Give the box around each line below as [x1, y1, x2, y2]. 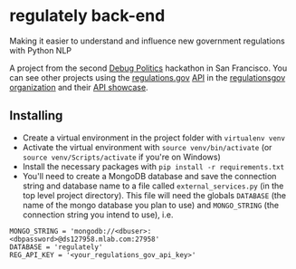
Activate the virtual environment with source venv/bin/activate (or [22, 141, 272, 152]
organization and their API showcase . [9, 82, 148, 92]
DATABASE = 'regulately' [9, 242, 103, 252]
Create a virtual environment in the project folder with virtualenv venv [22, 132, 285, 143]
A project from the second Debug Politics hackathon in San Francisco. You [9, 62, 288, 73]
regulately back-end [9, 5, 166, 26]
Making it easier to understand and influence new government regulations [9, 35, 285, 46]
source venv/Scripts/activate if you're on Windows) [22, 151, 222, 162]
